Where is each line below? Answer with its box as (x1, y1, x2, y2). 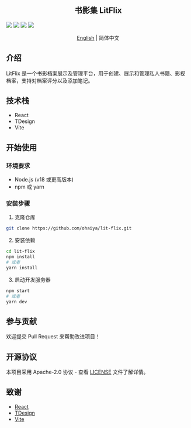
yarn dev (6, 299, 27, 304)
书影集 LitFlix (74, 5, 122, 16)
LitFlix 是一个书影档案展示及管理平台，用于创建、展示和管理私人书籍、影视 (6, 70, 186, 77)
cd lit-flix (6, 248, 35, 255)
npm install (6, 254, 35, 260)
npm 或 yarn (14, 183, 45, 190)
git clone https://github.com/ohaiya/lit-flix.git (6, 225, 132, 231)
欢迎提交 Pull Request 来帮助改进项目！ (6, 333, 100, 340)
